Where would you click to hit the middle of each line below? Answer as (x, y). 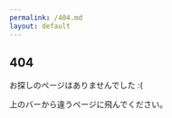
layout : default (40, 26)
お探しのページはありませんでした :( (76, 86)
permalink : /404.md (46, 18)
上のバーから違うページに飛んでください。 (89, 104)
